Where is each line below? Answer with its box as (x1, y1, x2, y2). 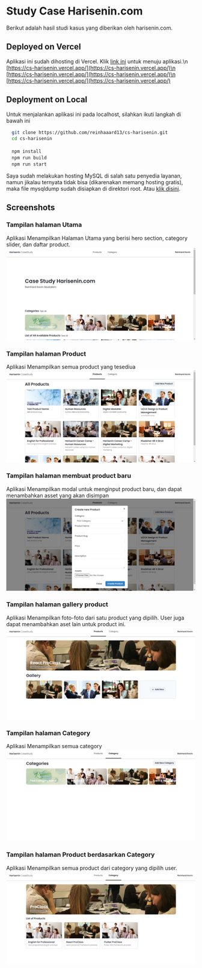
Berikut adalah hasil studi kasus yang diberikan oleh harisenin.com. (6, 24, 173, 31)
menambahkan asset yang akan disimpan (6, 492, 109, 499)
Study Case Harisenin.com (6, 4, 143, 18)
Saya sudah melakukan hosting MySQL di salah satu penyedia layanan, (6, 172, 182, 179)
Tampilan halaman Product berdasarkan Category (6, 850, 155, 859)
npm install (11, 149, 42, 155)
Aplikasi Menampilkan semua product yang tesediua (6, 363, 136, 370)
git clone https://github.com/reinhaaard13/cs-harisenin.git (11, 129, 168, 135)
